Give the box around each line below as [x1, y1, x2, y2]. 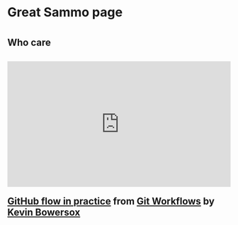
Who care [7, 37, 52, 49]
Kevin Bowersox [7, 207, 81, 219]
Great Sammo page [7, 4, 123, 21]
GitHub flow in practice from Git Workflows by [7, 195, 215, 207]
